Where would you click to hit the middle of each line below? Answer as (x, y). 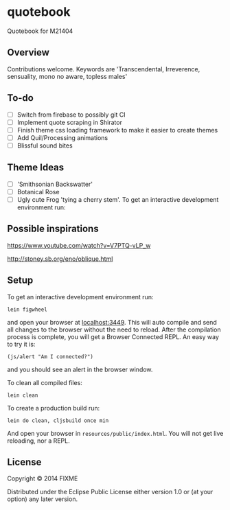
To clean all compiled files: (45, 382)
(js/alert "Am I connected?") (50, 357)
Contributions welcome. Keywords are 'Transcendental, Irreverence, (104, 69)
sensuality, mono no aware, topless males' (67, 76)
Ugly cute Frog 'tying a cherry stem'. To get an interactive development (118, 199)
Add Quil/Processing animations (62, 137)
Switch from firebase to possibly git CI (71, 115)
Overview (28, 53)
